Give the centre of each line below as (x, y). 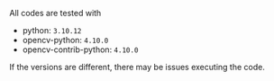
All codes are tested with (55, 13)
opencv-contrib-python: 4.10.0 (80, 49)
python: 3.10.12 (52, 30)
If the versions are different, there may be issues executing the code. (137, 67)
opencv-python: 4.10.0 (65, 40)
